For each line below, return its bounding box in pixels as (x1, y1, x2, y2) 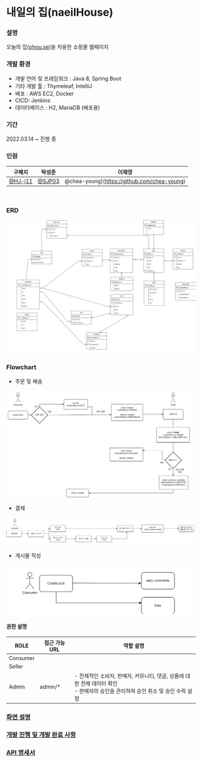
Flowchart (6, 363, 37, 372)
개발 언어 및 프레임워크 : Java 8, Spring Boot (14, 75, 121, 82)
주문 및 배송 (14, 378, 43, 385)
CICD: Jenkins (14, 97, 51, 104)
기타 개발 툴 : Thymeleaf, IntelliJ (14, 82, 93, 89)
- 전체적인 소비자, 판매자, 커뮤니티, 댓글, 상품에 (74, 672, 185, 679)
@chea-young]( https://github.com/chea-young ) (64, 177, 186, 185)
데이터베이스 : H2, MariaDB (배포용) (14, 104, 100, 111)
